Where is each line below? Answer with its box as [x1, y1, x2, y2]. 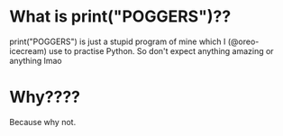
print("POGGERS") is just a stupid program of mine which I [9, 36, 226, 47]
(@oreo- [227, 36, 260, 47]
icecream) [9, 45, 48, 56]
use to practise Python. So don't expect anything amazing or [49, 45, 274, 56]
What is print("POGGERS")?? [9, 6, 232, 27]
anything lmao [9, 55, 62, 66]
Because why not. [9, 116, 77, 127]
